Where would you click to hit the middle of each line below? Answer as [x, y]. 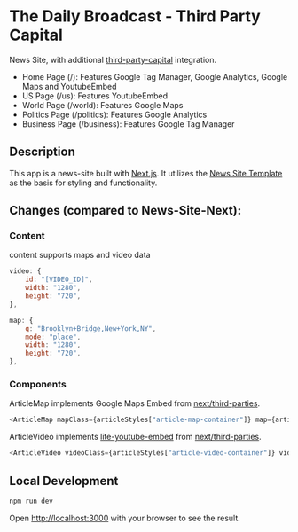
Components [38, 384]
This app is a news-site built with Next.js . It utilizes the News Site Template [146, 173]
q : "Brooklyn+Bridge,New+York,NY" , [91, 329]
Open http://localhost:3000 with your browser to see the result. [125, 518]
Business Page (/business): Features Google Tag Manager [128, 124]
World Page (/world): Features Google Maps [102, 105]
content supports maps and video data [80, 255]
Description [42, 152]
